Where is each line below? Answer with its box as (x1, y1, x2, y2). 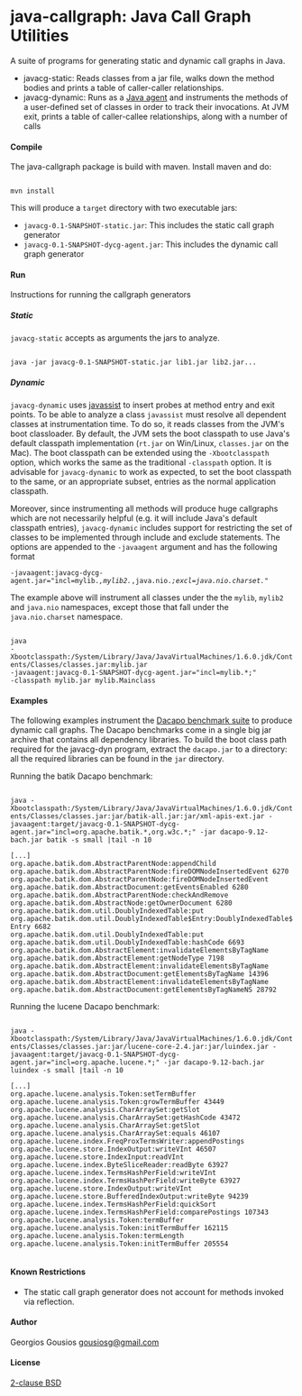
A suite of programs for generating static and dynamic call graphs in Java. (10, 55, 286, 66)
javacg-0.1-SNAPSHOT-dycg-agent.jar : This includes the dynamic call (23, 239, 279, 250)
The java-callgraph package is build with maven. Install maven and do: (10, 161, 272, 172)
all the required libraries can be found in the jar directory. (10, 753, 224, 764)
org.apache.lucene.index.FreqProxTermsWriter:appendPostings (10, 1137, 245, 1146)
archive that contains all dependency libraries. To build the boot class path (10, 734, 287, 745)
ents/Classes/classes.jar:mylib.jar (10, 661, 148, 670)
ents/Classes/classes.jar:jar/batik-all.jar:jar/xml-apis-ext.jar (10, 812, 265, 821)
